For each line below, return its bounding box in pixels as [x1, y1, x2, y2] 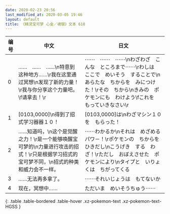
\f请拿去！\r [18, 94, 47, 101]
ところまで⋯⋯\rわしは [100, 64, 154, 71]
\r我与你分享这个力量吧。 [18, 87, 78, 94]
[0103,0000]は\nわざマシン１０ [84, 111, 162, 118]
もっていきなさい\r [84, 102, 129, 109]
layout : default [5, 17, 39, 22]
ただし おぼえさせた [98, 151, 149, 158]
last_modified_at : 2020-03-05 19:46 [5, 12, 82, 17]
